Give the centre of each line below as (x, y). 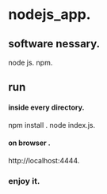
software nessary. (54, 44)
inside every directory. (46, 107)
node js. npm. (31, 62)
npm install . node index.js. (52, 125)
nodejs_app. (50, 15)
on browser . (29, 143)
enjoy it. (24, 181)
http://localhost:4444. (44, 160)
